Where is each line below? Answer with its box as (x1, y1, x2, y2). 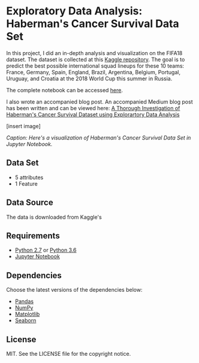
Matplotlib (14, 310, 40, 318)
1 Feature (14, 180, 38, 187)
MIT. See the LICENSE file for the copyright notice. (6, 350, 131, 357)
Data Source (6, 198, 53, 208)
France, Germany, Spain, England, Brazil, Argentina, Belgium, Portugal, (6, 68, 181, 75)
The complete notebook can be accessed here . (6, 86, 123, 93)
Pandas (14, 298, 34, 305)
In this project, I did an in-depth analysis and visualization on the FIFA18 (6, 49, 183, 56)
